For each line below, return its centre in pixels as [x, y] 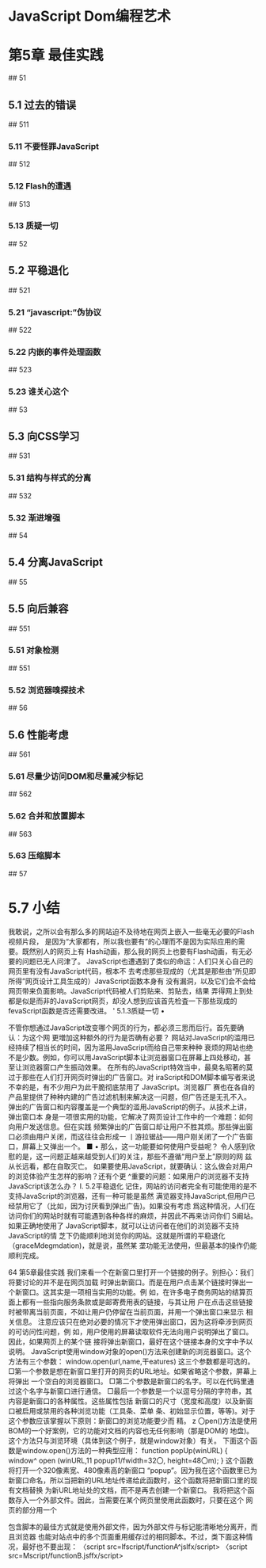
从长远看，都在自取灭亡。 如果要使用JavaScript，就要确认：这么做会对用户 [131, 1166]
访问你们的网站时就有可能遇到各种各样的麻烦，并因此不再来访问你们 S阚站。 [133, 1215]
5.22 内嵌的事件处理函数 [55, 352]
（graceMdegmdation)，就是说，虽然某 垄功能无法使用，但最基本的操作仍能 [133, 1246]
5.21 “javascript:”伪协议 [55, 312]
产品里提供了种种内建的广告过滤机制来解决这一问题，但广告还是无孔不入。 [129, 1097]
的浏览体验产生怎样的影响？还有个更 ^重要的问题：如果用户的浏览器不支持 [129, 1176]
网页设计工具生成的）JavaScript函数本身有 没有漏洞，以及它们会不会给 [141, 981]
